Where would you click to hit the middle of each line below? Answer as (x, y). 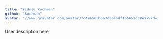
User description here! (27, 32)
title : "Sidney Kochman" (30, 9)
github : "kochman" (24, 14)
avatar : (13, 18)
